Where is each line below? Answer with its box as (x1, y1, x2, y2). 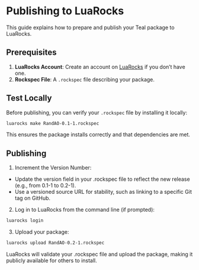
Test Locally (6, 93, 52, 103)
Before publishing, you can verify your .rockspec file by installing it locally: (6, 109, 188, 116)
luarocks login (6, 218, 44, 224)
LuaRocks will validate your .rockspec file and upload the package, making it (6, 251, 193, 258)
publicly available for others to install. (6, 257, 98, 264)
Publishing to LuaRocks (6, 4, 124, 18)
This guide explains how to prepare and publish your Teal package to (6, 24, 175, 31)
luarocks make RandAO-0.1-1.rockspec (6, 120, 99, 126)
